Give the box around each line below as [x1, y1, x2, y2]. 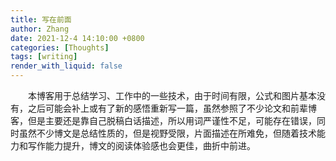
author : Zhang [10, 24, 70, 34]
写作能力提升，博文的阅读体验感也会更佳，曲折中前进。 [27, 140, 256, 151]
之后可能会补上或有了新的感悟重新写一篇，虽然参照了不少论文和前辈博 [27, 102, 317, 114]
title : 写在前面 [10, 14, 72, 25]
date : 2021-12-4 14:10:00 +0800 [10, 33, 145, 43]
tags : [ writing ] [10, 52, 78, 62]
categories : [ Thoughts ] [10, 42, 110, 53]
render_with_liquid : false [10, 61, 123, 71]
